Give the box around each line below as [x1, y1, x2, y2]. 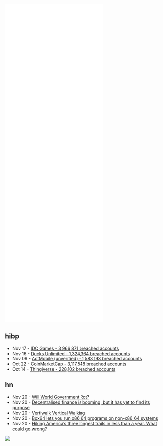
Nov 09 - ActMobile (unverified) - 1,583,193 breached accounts [12, 356, 142, 361]
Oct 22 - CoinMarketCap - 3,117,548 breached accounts [12, 361, 127, 367]
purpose [12, 404, 30, 410]
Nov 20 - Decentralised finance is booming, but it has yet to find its [12, 399, 150, 405]
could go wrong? [12, 426, 47, 432]
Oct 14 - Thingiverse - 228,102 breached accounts [12, 366, 116, 372]
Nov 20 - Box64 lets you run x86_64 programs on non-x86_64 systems [12, 415, 158, 421]
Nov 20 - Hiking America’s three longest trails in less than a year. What [12, 420, 158, 426]
